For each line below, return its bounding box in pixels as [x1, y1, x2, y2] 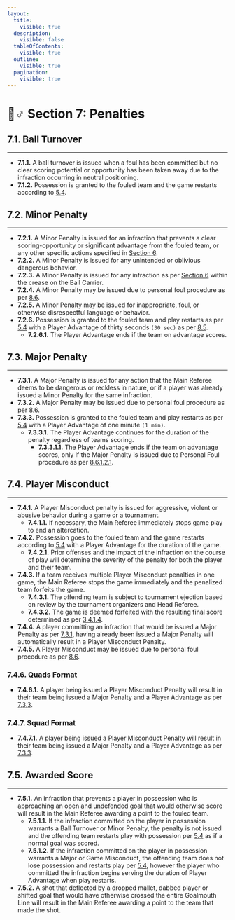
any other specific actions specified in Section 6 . [17, 249, 159, 257]
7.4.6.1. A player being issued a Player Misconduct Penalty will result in [17, 686, 222, 694]
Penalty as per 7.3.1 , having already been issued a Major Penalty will [17, 630, 213, 638]
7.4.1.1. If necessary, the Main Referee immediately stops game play [27, 518, 223, 526]
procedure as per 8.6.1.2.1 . [38, 458, 114, 466]
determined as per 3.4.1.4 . [27, 615, 104, 624]
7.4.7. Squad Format [7, 718, 76, 728]
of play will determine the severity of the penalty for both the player [27, 555, 222, 564]
